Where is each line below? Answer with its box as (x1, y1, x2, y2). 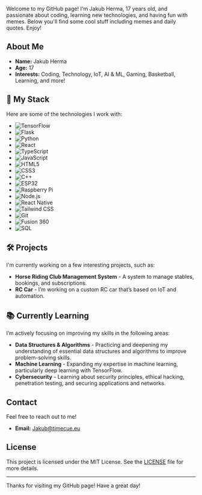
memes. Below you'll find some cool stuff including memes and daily (6, 18, 176, 25)
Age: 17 (14, 64, 34, 71)
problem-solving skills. (14, 354, 72, 361)
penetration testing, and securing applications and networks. (14, 379, 166, 387)
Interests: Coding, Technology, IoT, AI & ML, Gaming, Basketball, (14, 70, 176, 78)
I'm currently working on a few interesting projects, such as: (6, 261, 155, 269)
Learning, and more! (14, 76, 66, 84)
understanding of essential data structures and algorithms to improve (14, 347, 187, 355)
